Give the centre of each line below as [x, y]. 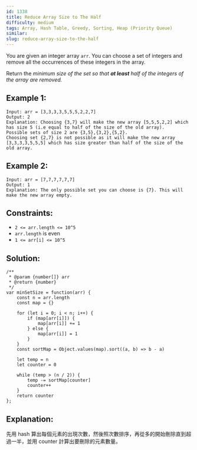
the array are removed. [34, 80]
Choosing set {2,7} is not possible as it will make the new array [91, 137]
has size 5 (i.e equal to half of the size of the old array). [86, 127]
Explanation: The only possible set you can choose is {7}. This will [95, 190]
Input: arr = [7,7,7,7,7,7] [41, 180]
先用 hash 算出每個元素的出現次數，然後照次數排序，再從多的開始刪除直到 [96, 434]
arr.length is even [37, 234]
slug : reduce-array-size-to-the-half [52, 39]
